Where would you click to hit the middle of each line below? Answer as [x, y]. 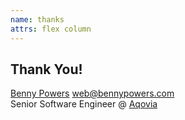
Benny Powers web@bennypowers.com [92, 93]
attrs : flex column [51, 29]
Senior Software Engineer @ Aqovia [84, 104]
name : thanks [37, 19]
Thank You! [46, 69]
